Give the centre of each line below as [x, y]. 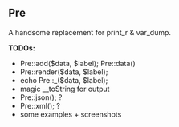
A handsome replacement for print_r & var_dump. [89, 32]
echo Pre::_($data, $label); [64, 80]
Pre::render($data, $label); [64, 72]
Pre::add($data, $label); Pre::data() [78, 63]
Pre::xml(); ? [40, 105]
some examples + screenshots [71, 114]
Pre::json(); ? [41, 97]
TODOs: [22, 48]
